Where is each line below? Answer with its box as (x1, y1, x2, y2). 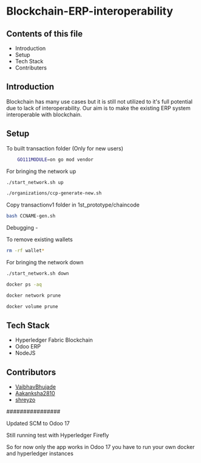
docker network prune (6, 292, 61, 299)
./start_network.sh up (6, 179, 64, 185)
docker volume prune (6, 303, 59, 309)
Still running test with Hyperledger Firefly (6, 431, 109, 439)
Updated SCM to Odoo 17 (6, 420, 70, 427)
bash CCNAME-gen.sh (6, 213, 56, 219)
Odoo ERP (15, 343, 41, 350)
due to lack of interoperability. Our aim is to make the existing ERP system (6, 104, 191, 111)
